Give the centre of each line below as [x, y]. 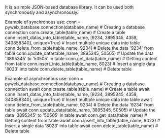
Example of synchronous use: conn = [43, 22]
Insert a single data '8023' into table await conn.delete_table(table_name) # [82, 126]
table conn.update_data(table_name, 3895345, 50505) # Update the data [80, 53]
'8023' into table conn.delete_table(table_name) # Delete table [68, 69]
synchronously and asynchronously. [42, 12]
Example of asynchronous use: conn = [44, 79]
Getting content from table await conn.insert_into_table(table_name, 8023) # [82, 121]
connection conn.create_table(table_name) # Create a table [65, 32]
